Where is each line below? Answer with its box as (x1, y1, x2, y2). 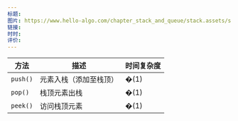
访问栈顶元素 (40, 101, 83, 111)
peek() (11, 102, 33, 110)
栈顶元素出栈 (40, 88, 83, 98)
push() (11, 75, 33, 83)
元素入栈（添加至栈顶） (40, 75, 119, 85)
